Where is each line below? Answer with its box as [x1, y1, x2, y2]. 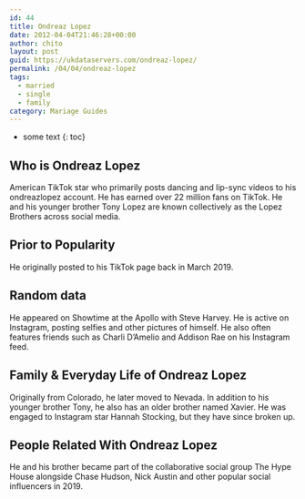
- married [17, 81, 55, 90]
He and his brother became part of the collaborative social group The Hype [9, 462, 291, 473]
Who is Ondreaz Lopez [9, 158, 141, 173]
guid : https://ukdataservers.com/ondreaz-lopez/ [9, 56, 198, 65]
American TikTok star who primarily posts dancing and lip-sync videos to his [9, 182, 297, 193]
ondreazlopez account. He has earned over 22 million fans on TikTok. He [9, 192, 283, 203]
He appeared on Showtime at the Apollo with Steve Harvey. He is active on [9, 311, 290, 323]
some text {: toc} [22, 131, 86, 142]
